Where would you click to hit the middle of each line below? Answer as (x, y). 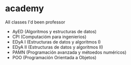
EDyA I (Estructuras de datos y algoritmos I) (56, 42)
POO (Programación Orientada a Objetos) (54, 57)
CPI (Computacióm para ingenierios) (49, 37)
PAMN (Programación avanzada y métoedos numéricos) (69, 52)
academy (25, 9)
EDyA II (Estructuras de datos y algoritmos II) (58, 47)
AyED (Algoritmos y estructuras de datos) (54, 31)
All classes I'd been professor (35, 22)
